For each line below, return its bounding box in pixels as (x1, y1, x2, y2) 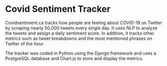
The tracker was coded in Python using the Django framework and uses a (5, 50, 157, 56)
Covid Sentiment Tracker (5, 3, 111, 15)
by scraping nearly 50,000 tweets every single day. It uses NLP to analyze (5, 25, 158, 31)
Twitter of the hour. (5, 40, 45, 46)
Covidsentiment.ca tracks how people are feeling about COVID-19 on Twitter (5, 20, 163, 26)
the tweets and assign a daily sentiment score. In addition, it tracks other (5, 30, 155, 36)
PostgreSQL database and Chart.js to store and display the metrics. (5, 55, 144, 61)
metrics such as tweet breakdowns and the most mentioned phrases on (5, 35, 153, 41)
